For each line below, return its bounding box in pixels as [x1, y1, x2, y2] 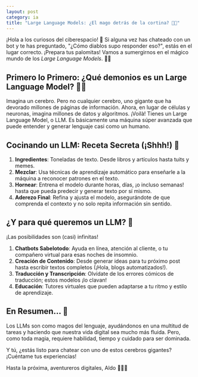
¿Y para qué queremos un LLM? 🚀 [6, 217, 134, 228]
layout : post [6, 8, 39, 15]
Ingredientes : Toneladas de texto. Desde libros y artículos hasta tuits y [14, 156, 190, 163]
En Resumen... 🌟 [6, 306, 69, 316]
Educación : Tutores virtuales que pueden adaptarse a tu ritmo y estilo [14, 282, 187, 289]
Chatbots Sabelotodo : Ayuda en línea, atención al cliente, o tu [14, 245, 168, 252]
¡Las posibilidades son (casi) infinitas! [6, 233, 98, 240]
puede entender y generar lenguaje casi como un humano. [6, 123, 150, 130]
